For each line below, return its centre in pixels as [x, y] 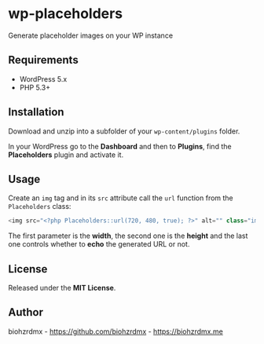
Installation [36, 112]
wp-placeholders [66, 14]
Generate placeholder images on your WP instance [91, 35]
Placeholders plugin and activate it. [66, 155]
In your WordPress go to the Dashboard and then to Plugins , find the [120, 146]
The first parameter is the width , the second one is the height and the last [128, 236]
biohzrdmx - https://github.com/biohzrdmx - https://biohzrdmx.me [116, 331]
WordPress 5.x [43, 79]
